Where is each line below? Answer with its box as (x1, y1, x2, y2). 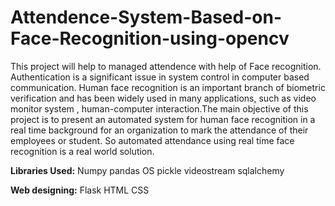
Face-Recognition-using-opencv (10, 27, 290, 50)
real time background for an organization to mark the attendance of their (10, 124, 309, 136)
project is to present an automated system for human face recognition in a (10, 113, 316, 125)
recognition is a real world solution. (10, 145, 155, 157)
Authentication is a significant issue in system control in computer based (10, 71, 310, 83)
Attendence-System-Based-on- (10, 6, 282, 29)
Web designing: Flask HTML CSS (10, 184, 150, 196)
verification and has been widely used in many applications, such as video (10, 92, 317, 104)
